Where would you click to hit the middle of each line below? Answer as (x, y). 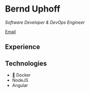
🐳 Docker (21, 75)
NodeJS (20, 80)
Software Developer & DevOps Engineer (45, 22)
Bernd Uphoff (33, 9)
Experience (22, 47)
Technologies (26, 63)
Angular (20, 85)
